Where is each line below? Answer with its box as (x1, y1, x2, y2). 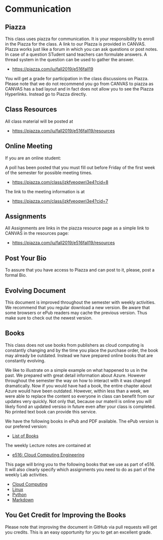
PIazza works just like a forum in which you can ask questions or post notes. (5, 46, 158, 52)
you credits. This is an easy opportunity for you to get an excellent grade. (5, 529, 152, 535)
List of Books (12, 433, 39, 439)
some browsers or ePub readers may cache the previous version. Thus (5, 310, 147, 316)
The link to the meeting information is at (5, 188, 85, 194)
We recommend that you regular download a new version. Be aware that (5, 305, 150, 311)
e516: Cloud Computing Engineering (12, 451, 85, 458)
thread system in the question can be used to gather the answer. (5, 57, 135, 62)
